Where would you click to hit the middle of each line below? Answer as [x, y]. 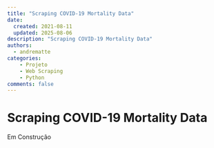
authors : [20, 45]
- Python [32, 77]
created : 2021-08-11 [43, 26]
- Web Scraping [41, 71]
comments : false [30, 84]
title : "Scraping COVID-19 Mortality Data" [71, 13]
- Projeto [34, 65]
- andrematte [32, 52]
